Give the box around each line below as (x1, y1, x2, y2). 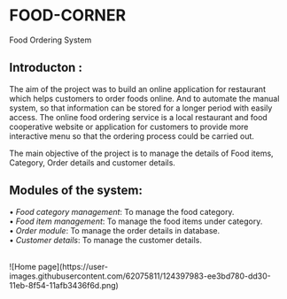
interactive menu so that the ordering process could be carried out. (9, 130, 255, 142)
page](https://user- (38, 261, 109, 272)
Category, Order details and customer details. (9, 157, 175, 168)
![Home (9, 261, 37, 272)
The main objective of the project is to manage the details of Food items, (9, 148, 274, 158)
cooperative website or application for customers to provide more (9, 121, 249, 132)
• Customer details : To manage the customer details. (9, 234, 202, 245)
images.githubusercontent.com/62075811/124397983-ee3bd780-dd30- (9, 271, 272, 281)
